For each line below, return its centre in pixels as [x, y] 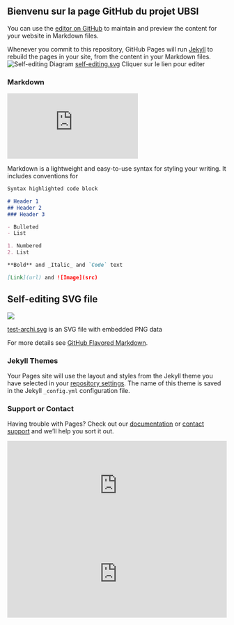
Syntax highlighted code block [53, 189]
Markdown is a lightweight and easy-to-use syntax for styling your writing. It [117, 169]
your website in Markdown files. [53, 36]
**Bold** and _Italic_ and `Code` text [65, 265]
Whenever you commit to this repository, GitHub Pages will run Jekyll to [110, 49]
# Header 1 [23, 201]
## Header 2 [24, 208]
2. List [18, 253]
